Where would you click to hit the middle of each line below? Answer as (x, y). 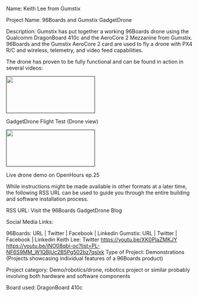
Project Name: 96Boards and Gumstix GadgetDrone (69, 20)
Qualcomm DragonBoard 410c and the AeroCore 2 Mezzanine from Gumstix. (99, 37)
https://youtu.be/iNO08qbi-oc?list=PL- (53, 246)
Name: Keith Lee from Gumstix (43, 9)
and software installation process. (47, 199)
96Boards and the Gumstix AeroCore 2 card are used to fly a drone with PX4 (99, 44)
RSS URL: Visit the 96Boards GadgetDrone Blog (64, 210)
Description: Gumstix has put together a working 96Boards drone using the (98, 31)
